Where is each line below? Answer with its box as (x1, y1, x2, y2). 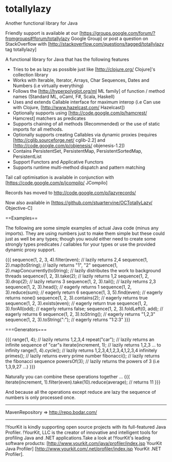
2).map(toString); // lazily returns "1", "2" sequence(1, (5, 262, 118, 268)
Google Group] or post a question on (71, 35, 148, 42)
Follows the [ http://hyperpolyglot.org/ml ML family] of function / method (12, 88, 165, 94)
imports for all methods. (12, 126, 63, 132)
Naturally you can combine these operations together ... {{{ (5, 373, 130, 379)
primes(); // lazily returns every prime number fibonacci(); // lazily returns (5, 352, 160, 359)
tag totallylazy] (5, 46, 37, 52)
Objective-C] (5, 205, 33, 211)
